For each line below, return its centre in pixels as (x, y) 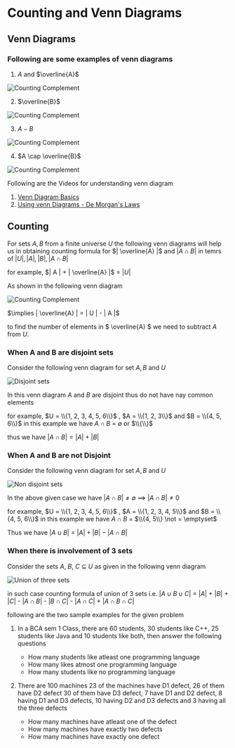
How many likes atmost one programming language (102, 664)
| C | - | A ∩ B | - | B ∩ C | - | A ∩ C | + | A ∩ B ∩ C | (71, 601)
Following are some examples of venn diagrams (90, 59)
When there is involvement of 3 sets (70, 551)
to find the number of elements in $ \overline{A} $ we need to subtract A (112, 327)
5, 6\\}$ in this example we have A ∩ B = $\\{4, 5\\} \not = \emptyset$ (117, 519)
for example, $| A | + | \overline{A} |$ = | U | (69, 272)
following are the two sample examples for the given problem (96, 614)
